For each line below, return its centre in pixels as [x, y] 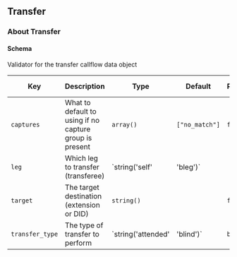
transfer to [82, 234]
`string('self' [132, 167]
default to [80, 111]
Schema [20, 48]
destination [83, 196]
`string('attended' [141, 234]
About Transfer [34, 32]
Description [85, 86]
